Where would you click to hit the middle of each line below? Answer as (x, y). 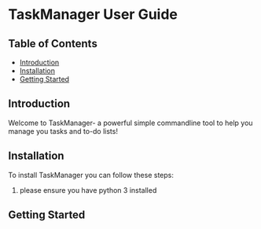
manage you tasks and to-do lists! (63, 131)
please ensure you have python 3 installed (88, 190)
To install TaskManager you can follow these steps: (91, 175)
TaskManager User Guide (93, 15)
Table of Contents (53, 44)
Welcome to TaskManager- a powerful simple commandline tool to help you (130, 123)
